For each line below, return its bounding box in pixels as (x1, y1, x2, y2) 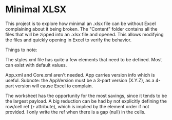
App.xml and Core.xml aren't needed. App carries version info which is (5, 71, 155, 78)
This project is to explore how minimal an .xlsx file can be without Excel (5, 20, 156, 27)
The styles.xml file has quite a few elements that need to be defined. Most (5, 56, 162, 62)
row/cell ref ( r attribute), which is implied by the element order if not (5, 103, 150, 109)
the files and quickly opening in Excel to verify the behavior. (5, 37, 132, 43)
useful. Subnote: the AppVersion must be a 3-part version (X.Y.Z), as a (5, 77, 155, 83)
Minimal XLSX (5, 4, 67, 15)
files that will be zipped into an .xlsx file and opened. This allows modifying (5, 31, 164, 37)
